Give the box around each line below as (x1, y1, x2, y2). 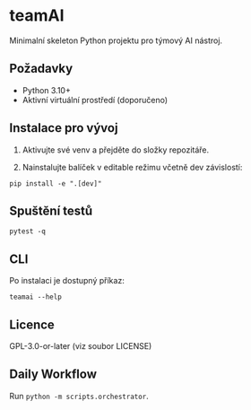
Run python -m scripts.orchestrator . (9, 390, 150, 401)
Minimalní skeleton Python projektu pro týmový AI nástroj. (9, 35, 222, 46)
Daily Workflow (9, 367, 97, 382)
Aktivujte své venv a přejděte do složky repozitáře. (22, 144, 210, 155)
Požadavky (9, 61, 74, 76)
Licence (9, 317, 56, 332)
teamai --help (9, 292, 63, 301)
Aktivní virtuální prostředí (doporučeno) (22, 94, 169, 105)
